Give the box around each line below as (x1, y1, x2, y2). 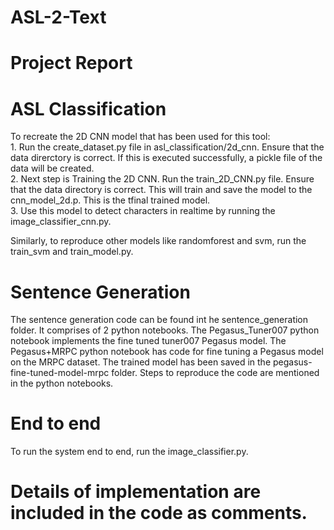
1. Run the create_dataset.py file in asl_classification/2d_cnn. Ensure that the (10, 141, 325, 153)
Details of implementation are (10, 481, 262, 503)
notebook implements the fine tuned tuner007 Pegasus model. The (10, 335, 287, 347)
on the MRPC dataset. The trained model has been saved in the (10, 356, 272, 368)
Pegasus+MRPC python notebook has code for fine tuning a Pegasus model (10, 346, 324, 358)
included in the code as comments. (10, 502, 308, 525)
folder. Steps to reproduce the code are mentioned (111, 367, 320, 379)
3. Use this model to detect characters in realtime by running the (10, 205, 276, 217)
